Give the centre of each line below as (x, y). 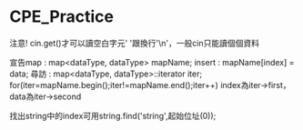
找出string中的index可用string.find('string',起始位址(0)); (113, 115)
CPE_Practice (62, 17)
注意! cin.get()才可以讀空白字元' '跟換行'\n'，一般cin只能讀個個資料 (134, 43)
